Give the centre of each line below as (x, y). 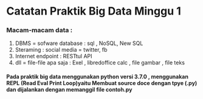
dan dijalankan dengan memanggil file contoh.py (69, 90)
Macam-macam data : (40, 30)
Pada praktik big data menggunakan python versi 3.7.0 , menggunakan (97, 77)
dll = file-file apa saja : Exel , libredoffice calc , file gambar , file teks (100, 63)
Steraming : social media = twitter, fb (61, 50)
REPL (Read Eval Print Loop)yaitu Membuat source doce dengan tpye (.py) (102, 83)
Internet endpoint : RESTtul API (53, 56)
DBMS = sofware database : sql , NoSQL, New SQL (79, 43)
